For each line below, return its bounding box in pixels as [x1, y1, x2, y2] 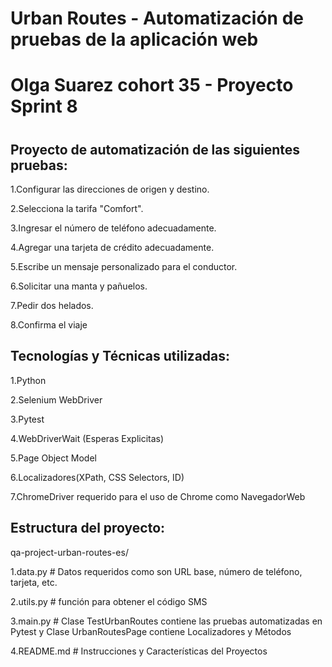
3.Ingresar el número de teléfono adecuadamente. [10, 222, 217, 234]
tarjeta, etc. [10, 576, 58, 588]
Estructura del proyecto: [10, 520, 166, 537]
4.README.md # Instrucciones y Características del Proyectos [10, 645, 268, 657]
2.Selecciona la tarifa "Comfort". [10, 202, 144, 214]
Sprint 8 [10, 95, 78, 118]
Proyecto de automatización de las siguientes [10, 141, 301, 158]
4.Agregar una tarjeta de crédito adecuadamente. [10, 241, 215, 253]
